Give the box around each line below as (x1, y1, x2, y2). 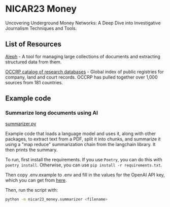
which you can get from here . (5, 177, 67, 183)
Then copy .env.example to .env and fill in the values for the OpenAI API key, (5, 172, 165, 178)
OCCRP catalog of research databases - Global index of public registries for (5, 68, 164, 75)
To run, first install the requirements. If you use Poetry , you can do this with (5, 157, 162, 163)
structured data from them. (5, 59, 62, 65)
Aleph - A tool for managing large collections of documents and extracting (5, 53, 161, 59)
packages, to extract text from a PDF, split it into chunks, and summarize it (5, 136, 161, 142)
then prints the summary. (5, 147, 58, 153)
